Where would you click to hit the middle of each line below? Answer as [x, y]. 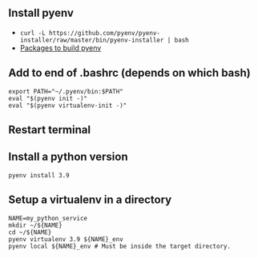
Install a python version [68, 157]
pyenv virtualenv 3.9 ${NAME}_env [66, 239]
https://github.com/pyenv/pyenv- [105, 33]
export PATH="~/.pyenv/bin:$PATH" [66, 91]
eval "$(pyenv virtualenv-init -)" [68, 105]
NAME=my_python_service [48, 218]
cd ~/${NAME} [30, 232]
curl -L [32, 33]
